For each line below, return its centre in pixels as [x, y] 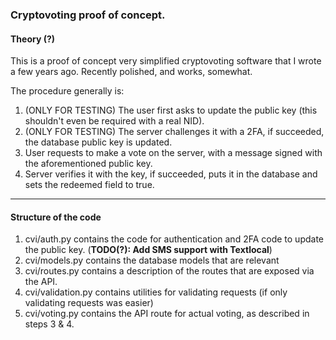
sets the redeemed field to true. [89, 185]
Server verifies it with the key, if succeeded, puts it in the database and [171, 174]
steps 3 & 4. [49, 324]
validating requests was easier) [89, 303]
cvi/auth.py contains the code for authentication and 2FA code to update [174, 239]
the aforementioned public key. [88, 164]
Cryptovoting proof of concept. [88, 15]
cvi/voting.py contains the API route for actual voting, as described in [167, 314]
